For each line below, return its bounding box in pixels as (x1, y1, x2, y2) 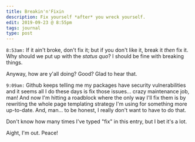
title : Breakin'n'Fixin (6, 8, 65, 15)
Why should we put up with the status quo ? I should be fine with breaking (6, 53, 184, 60)
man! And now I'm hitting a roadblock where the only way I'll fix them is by (6, 94, 186, 102)
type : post (6, 31, 33, 36)
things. (6, 59, 23, 66)
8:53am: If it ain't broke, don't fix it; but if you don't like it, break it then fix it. (6, 46, 189, 53)
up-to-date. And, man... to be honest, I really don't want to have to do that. (6, 107, 187, 114)
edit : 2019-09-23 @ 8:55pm (6, 19, 72, 25)
